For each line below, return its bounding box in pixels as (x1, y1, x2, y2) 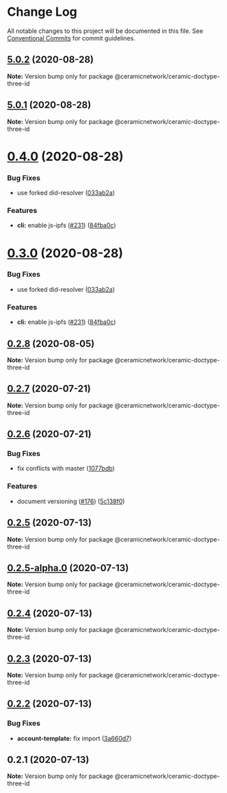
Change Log (7, 4, 77, 20)
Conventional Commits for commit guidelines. (7, 34, 135, 42)
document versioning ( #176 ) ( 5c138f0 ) (16, 497, 125, 505)
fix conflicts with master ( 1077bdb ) (16, 464, 115, 473)
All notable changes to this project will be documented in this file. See (7, 27, 204, 35)
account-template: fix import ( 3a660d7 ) (16, 734, 132, 742)
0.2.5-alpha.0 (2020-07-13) (7, 562, 129, 574)
